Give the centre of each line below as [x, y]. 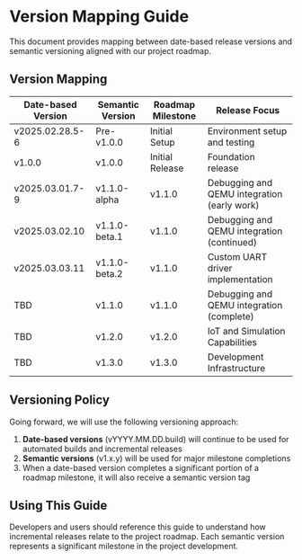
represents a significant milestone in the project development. [124, 547]
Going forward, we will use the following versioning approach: [124, 422]
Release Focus [248, 110]
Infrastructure [236, 368]
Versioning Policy [60, 400]
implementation [240, 279]
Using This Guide [58, 505]
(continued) [232, 242]
